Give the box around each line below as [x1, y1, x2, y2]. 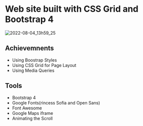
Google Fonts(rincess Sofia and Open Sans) [12, 100, 101, 105]
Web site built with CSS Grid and [5, 3, 139, 15]
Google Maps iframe [12, 110, 54, 116]
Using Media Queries [12, 67, 54, 73]
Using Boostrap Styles [12, 57, 57, 63]
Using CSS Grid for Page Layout [12, 62, 76, 68]
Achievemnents [5, 44, 54, 52]
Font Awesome [12, 105, 42, 111]
